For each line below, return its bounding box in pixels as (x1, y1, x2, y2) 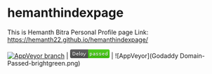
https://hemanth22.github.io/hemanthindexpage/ (7, 35, 149, 43)
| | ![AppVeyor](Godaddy (66, 51, 179, 60)
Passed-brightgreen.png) (7, 59, 81, 67)
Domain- (180, 51, 206, 60)
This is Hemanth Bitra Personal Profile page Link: (7, 28, 149, 36)
